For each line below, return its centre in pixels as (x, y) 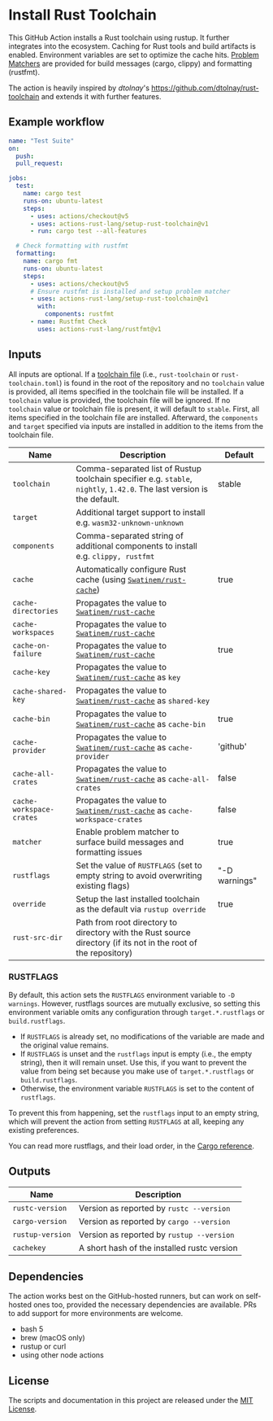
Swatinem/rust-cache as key (128, 677)
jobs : (17, 178)
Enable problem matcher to (128, 832)
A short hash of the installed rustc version (158, 1248)
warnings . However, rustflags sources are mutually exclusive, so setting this (134, 1003)
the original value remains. (65, 1045)
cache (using (101, 579)
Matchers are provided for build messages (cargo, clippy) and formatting (130, 63)
